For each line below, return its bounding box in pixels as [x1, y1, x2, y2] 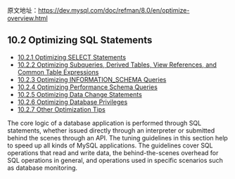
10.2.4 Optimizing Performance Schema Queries [17, 83, 158, 91]
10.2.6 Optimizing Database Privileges [17, 98, 128, 106]
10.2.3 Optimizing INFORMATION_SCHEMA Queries [17, 75, 167, 84]
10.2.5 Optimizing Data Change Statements [17, 90, 142, 98]
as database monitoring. [7, 164, 78, 172]
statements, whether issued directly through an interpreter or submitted [7, 126, 215, 135]
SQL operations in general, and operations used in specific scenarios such [7, 156, 224, 164]
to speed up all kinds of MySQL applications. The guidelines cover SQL [7, 141, 213, 150]
